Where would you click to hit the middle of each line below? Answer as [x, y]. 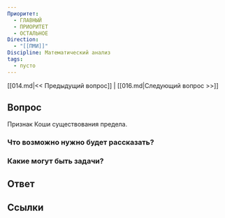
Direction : [23, 40]
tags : [15, 59]
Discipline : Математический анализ [59, 53]
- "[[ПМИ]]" [31, 46]
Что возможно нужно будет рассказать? [81, 143]
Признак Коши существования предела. [67, 124]
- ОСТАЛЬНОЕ [31, 33]
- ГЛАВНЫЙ [28, 20]
